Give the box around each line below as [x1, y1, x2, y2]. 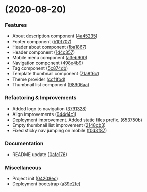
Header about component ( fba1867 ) [12, 44, 87, 50]
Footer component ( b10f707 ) [12, 39, 72, 45]
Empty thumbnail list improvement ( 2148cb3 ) [12, 122, 106, 128]
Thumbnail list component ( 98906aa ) [12, 82, 90, 88]
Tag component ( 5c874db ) [12, 65, 68, 71]
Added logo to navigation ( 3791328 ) [12, 105, 87, 112]
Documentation [5, 140, 44, 147]
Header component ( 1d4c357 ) [12, 49, 75, 55]
